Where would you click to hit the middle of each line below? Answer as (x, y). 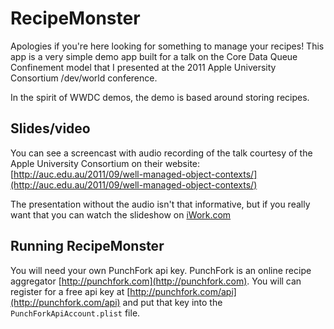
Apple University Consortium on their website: (105, 163)
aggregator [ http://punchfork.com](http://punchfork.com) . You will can (156, 281)
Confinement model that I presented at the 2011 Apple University (143, 67)
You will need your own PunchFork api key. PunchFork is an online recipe (161, 270)
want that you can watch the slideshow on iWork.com (121, 214)
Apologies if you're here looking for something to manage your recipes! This (167, 46)
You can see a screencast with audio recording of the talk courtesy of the (161, 153)
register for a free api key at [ (70, 291)
